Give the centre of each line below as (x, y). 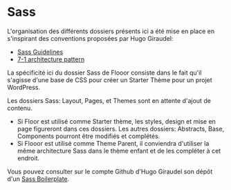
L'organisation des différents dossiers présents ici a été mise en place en (111, 31)
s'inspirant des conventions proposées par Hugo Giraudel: (90, 38)
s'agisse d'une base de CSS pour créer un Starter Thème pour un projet (110, 79)
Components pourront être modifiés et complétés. (89, 136)
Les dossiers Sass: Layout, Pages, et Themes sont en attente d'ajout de (109, 100)
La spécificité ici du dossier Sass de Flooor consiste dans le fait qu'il (104, 73)
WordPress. (24, 87)
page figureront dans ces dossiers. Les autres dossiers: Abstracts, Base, (121, 129)
